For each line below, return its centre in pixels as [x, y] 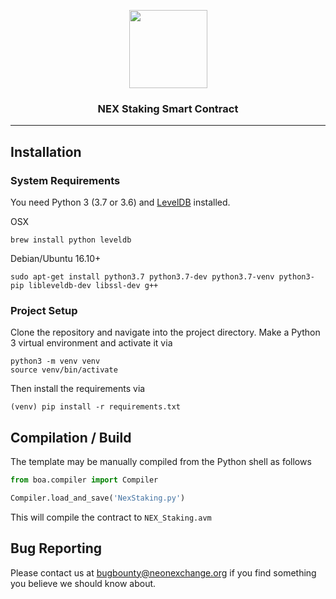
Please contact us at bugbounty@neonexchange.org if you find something [163, 572]
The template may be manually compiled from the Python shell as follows [161, 462]
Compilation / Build [71, 437]
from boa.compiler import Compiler [84, 480]
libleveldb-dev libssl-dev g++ [93, 285]
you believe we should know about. [83, 583]
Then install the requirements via [78, 389]
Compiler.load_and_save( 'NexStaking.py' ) [98, 498]
